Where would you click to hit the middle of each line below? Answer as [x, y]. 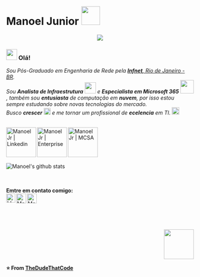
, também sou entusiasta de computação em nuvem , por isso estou [90, 98]
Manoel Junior [43, 21]
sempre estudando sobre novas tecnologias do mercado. [77, 104]
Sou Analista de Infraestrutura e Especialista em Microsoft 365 [93, 92]
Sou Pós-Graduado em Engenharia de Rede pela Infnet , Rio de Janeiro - [96, 71]
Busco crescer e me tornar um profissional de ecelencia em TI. [88, 113]
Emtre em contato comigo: [40, 191]
